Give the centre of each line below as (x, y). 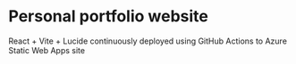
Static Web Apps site (47, 50)
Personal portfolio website (109, 16)
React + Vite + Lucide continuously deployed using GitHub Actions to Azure (148, 41)
